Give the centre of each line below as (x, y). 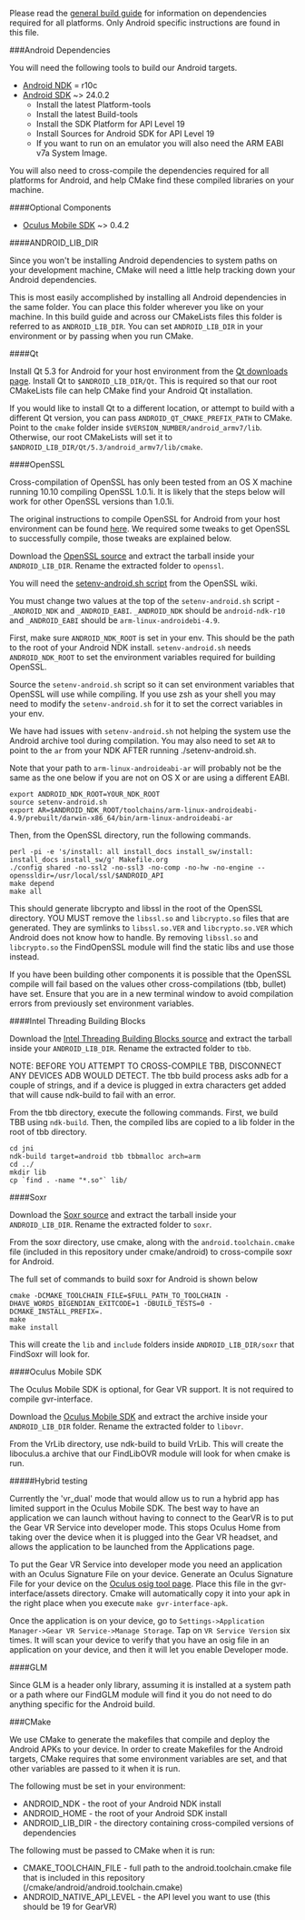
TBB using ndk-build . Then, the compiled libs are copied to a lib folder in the (152, 1122)
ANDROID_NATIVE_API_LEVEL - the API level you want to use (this (146, 1897)
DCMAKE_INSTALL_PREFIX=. (56, 1312)
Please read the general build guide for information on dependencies (138, 13)
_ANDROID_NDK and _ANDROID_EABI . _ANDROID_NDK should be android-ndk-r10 (148, 610)
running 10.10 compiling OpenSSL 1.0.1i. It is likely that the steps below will (148, 492)
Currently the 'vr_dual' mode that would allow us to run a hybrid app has (144, 1498)
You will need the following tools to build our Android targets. (123, 68)
